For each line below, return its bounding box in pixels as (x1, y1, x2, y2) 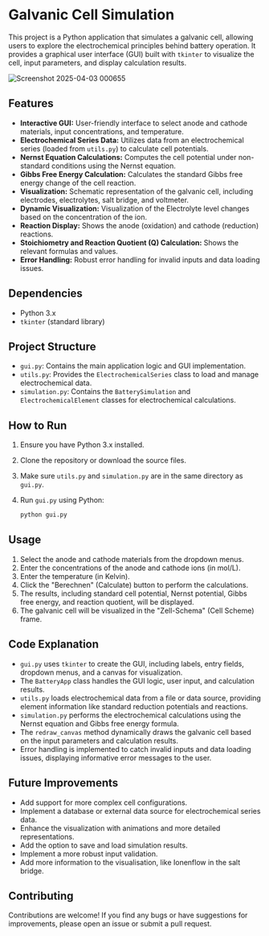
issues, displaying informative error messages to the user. (19, 753, 212, 762)
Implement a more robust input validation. (19, 848, 158, 858)
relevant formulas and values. (19, 246, 119, 256)
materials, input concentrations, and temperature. (19, 126, 185, 136)
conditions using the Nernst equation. (51, 161, 177, 170)
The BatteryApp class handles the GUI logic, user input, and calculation (19, 675, 255, 685)
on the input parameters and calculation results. (19, 736, 179, 745)
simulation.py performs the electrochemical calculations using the (19, 710, 242, 720)
